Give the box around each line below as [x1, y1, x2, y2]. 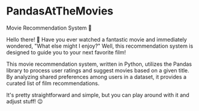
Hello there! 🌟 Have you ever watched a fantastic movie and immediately [6, 36, 188, 43]
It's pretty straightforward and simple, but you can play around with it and [6, 91, 189, 98]
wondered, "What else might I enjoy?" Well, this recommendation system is [6, 42, 194, 49]
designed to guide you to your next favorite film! [6, 48, 126, 55]
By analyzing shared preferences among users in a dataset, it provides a [6, 73, 187, 80]
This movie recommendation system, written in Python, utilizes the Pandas [6, 60, 192, 68]
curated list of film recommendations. [6, 80, 100, 87]
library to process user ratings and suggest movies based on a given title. [6, 66, 189, 74]
